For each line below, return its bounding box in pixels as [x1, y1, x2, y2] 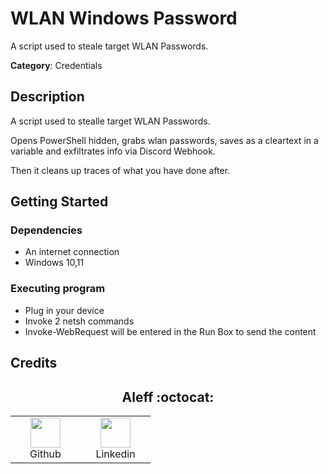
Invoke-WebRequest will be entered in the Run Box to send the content [24, 325, 317, 337]
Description [10, 88, 85, 106]
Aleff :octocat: [121, 388, 215, 406]
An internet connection [24, 246, 120, 258]
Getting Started [10, 193, 109, 211]
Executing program [10, 282, 106, 296]
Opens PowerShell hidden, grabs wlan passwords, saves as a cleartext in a [10, 134, 319, 146]
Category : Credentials [10, 59, 103, 71]
